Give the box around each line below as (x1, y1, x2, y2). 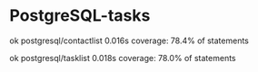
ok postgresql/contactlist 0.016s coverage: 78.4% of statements (9, 35, 250, 46)
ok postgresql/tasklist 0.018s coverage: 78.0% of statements (9, 52, 236, 63)
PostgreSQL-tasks (9, 5, 151, 26)
